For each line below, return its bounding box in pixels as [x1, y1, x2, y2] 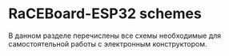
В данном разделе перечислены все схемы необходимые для [8, 31, 222, 40]
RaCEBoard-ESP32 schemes [8, 5, 202, 23]
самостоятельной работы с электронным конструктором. [8, 39, 207, 48]
